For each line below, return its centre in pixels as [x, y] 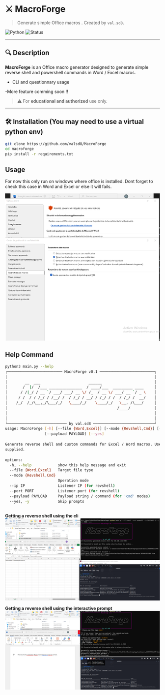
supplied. [15, 449]
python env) [24, 132]
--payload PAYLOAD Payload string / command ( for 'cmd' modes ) [80, 496]
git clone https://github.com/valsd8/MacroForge [56, 144]
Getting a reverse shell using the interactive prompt [59, 608]
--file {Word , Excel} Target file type [51, 470]
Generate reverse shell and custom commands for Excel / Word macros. [79, 444]
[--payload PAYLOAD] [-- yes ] [74, 434]
